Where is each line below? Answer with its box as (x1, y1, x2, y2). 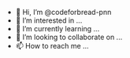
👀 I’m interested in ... (15, 16, 83, 25)
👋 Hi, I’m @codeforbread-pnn (15, 8, 112, 16)
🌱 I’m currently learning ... (15, 24, 100, 33)
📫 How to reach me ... (15, 42, 89, 50)
